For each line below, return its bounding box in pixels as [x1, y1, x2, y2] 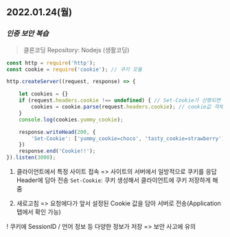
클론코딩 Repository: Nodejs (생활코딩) [23, 45, 130, 54]
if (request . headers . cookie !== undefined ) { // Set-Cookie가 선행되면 [19, 97, 221, 104]
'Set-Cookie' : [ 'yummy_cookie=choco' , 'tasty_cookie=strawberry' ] [31, 135, 225, 142]
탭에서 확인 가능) [16, 208, 61, 216]
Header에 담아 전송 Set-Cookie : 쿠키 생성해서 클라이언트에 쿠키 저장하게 [16, 176, 211, 184]
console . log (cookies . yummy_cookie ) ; [19, 116, 124, 123]
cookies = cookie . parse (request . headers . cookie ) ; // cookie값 [31, 104, 211, 111]
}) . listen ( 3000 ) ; [6, 154, 56, 161]
